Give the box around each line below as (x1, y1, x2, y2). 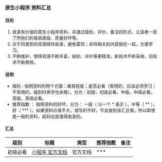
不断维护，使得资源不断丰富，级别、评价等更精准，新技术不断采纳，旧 (12, 54, 153, 59)
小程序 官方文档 (32, 148, 68, 155)
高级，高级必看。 (12, 95, 47, 101)
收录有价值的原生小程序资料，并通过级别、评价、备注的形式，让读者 (12, 29, 149, 35)
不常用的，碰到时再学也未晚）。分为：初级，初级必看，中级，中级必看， (12, 89, 155, 95)
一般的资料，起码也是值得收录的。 (16, 113, 85, 120)
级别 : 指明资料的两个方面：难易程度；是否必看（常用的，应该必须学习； (12, 83, 157, 89)
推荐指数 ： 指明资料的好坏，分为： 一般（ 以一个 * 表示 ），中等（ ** (12, 101, 150, 108)
